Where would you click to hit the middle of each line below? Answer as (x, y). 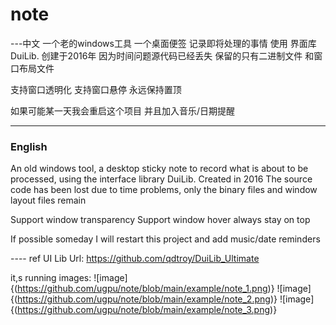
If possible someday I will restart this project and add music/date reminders (165, 239)
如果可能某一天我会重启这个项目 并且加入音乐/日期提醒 (122, 110)
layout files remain (48, 200)
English (29, 146)
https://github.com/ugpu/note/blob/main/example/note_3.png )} (147, 310)
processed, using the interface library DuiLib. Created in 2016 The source (161, 179)
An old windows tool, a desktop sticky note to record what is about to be (159, 169)
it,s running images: (51, 278)
